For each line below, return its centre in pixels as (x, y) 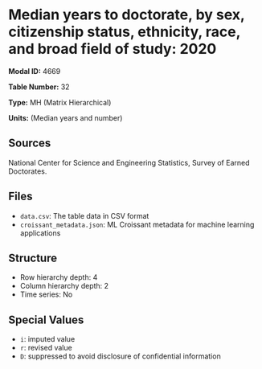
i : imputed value (47, 339)
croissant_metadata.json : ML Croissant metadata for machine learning (137, 224)
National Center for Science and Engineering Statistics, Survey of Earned (129, 162)
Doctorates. (28, 171)
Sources (30, 143)
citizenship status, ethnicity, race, (125, 32)
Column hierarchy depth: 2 (64, 286)
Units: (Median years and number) (65, 117)
